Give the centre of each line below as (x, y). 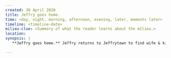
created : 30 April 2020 (31, 10)
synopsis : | (18, 39)
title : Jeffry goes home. (33, 15)
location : (16, 34)
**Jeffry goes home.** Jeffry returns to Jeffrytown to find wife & (86, 43)
